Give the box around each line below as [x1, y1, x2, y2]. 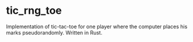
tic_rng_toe [6, 4, 62, 17]
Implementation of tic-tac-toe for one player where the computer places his [6, 23, 188, 30]
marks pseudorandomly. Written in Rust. [6, 29, 103, 36]
